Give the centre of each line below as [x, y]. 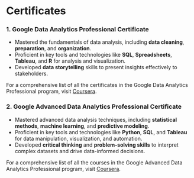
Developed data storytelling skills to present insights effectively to [96, 67]
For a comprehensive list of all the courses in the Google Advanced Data [94, 162]
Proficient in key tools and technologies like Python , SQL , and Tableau [101, 132]
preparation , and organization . [53, 48]
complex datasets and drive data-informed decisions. [80, 151]
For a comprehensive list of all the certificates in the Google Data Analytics [97, 85]
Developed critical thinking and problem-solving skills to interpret [96, 145]
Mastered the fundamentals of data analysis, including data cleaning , [99, 42]
